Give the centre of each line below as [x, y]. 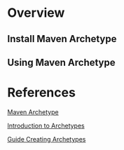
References [41, 93]
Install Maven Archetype [62, 39]
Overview [36, 13]
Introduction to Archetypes [46, 125]
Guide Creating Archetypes [47, 139]
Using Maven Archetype [61, 62]
